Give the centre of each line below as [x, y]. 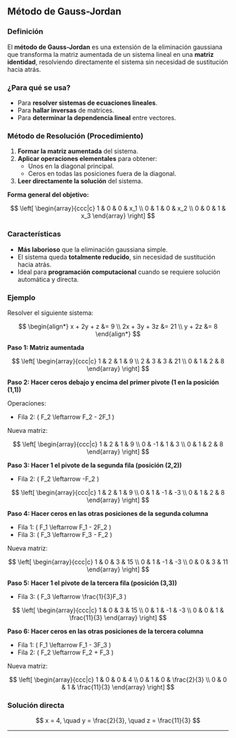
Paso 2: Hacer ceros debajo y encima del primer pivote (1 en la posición [113, 382]
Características [34, 234]
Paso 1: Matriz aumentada [46, 347]
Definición [25, 32]
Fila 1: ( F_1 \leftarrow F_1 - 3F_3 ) [64, 645]
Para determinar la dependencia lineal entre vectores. [97, 117]
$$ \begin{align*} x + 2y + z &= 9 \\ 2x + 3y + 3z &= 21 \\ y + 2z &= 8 [118, 326]
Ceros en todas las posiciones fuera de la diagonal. [102, 174]
